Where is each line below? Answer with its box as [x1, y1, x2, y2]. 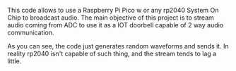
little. [7, 57, 22, 65]
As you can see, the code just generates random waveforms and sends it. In [7, 42, 229, 50]
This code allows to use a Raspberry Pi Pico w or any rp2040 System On [7, 6, 219, 14]
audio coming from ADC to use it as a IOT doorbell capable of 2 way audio [7, 21, 224, 29]
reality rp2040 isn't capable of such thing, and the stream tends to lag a [7, 49, 217, 58]
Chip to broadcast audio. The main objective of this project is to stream [7, 13, 214, 22]
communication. [7, 28, 54, 37]
